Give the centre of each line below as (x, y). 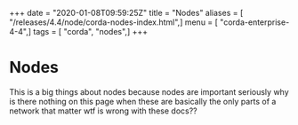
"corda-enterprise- (254, 22)
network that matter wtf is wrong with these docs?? (103, 111)
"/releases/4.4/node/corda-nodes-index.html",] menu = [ (113, 22)
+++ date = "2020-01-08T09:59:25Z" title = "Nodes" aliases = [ (126, 13)
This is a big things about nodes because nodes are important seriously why (149, 91)
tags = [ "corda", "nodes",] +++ (90, 31)
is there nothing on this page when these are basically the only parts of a (143, 101)
